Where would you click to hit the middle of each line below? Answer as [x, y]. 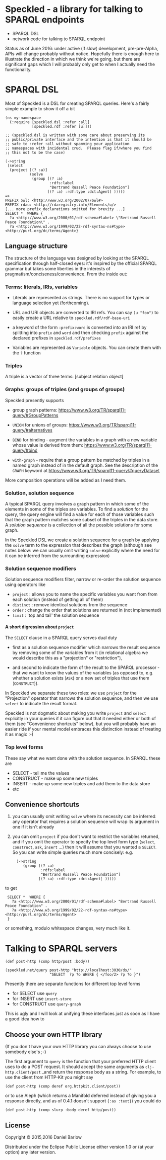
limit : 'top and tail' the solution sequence [56, 615]
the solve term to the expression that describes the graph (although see [79, 545]
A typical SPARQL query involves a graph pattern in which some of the [77, 503]
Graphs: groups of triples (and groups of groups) [65, 390]
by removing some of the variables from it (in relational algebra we [80, 653]
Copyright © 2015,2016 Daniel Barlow [44, 1137]
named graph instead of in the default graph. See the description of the [85, 465]
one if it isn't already [33, 827]
